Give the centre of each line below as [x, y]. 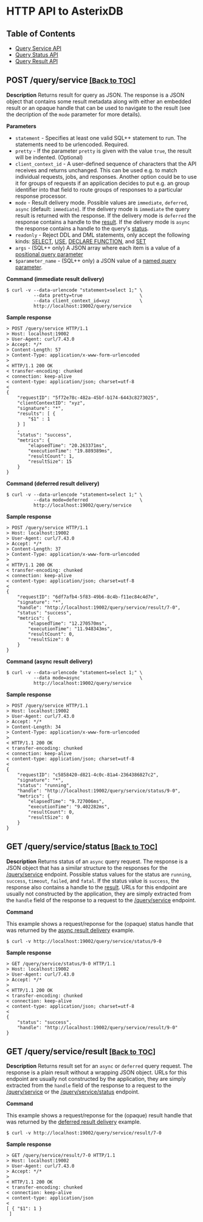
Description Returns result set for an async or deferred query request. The [100, 1066]
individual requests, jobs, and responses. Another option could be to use [106, 176]
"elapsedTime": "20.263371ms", [68, 445]
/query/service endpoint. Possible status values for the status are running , [99, 874]
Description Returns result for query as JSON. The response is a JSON [95, 95]
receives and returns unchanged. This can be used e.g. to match [96, 170]
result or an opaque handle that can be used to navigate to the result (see [98, 108]
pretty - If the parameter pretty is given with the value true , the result [103, 151]
